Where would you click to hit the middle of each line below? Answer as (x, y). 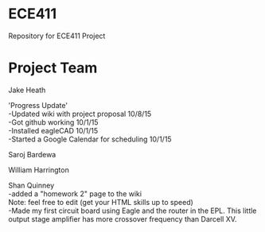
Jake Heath (27, 90)
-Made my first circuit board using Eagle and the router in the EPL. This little (132, 211)
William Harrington (39, 170)
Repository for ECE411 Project (57, 36)
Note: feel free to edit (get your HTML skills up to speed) (101, 202)
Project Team (53, 68)
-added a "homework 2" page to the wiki (75, 193)
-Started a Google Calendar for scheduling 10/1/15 (90, 139)
